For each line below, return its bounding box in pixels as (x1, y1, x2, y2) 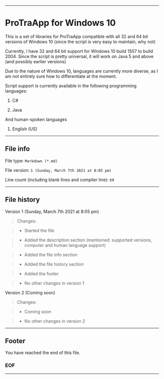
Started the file (24, 227, 55, 233)
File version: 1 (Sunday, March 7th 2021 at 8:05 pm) (5, 167, 112, 173)
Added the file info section (24, 252, 78, 258)
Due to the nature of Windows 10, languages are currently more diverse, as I (5, 68, 158, 74)
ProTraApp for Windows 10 (5, 18, 116, 28)
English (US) (12, 126, 38, 132)
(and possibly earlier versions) (5, 58, 66, 64)
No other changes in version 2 (24, 318, 85, 324)
